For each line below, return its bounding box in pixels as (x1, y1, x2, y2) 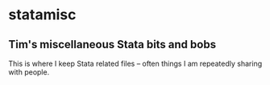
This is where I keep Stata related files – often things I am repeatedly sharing (8, 59, 263, 68)
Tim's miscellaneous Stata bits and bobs (8, 38, 216, 51)
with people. (8, 67, 50, 77)
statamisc (8, 6, 77, 24)
